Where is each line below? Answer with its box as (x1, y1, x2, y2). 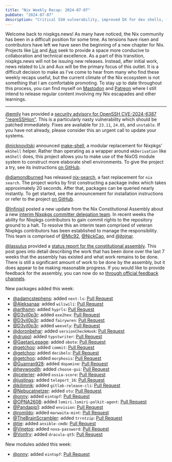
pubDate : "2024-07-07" (5, 12, 54, 17)
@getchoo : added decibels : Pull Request (12, 350, 99, 356)
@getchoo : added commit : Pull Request (12, 344, 95, 350)
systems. (5, 133, 25, 139)
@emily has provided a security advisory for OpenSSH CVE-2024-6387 (5, 111, 157, 117)
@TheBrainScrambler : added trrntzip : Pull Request (12, 415, 123, 421)
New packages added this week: (5, 285, 74, 292)
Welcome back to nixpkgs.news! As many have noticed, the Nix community (5, 31, 164, 37)
